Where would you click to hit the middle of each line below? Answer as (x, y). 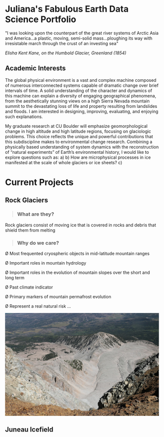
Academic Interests (35, 68)
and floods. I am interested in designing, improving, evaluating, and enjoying (82, 111)
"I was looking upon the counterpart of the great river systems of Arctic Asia (82, 33)
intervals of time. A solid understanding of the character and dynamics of (79, 90)
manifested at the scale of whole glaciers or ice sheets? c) (64, 162)
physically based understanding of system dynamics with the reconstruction (82, 147)
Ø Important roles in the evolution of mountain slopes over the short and (78, 272)
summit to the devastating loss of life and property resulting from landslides (81, 106)
